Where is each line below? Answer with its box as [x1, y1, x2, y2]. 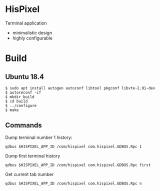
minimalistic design [12, 29, 52, 35]
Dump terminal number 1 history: [5, 134, 72, 140]
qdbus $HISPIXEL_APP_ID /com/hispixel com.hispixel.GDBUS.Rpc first [5, 162, 151, 167]
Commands [5, 121, 42, 129]
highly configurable [12, 35, 52, 41]
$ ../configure [5, 103, 37, 108]
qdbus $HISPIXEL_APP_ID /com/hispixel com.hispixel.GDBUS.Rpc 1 [5, 144, 142, 149]
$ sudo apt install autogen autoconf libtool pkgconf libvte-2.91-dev [5, 85, 155, 90]
